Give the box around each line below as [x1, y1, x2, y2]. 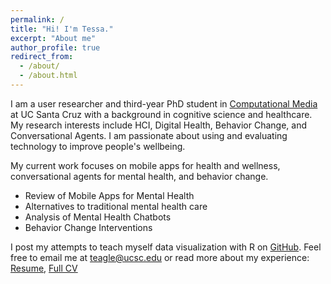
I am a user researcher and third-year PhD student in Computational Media [10, 97, 318, 110]
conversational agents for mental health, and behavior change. [10, 170, 269, 182]
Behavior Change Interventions [24, 221, 153, 233]
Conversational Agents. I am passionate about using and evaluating [10, 129, 288, 141]
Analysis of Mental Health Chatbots [24, 211, 172, 223]
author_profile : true [10, 42, 101, 53]
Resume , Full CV [10, 262, 78, 274]
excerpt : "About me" [10, 33, 97, 43]
